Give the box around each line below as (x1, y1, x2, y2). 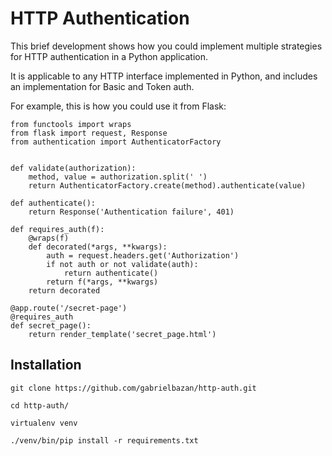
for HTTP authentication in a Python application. (10, 50, 209, 62)
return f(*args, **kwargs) (46, 277, 159, 287)
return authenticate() (63, 268, 159, 278)
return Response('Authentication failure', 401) (28, 207, 235, 217)
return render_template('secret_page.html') (28, 329, 217, 339)
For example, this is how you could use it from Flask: (10, 100, 227, 112)
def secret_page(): (10, 320, 92, 331)
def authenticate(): (10, 198, 97, 208)
